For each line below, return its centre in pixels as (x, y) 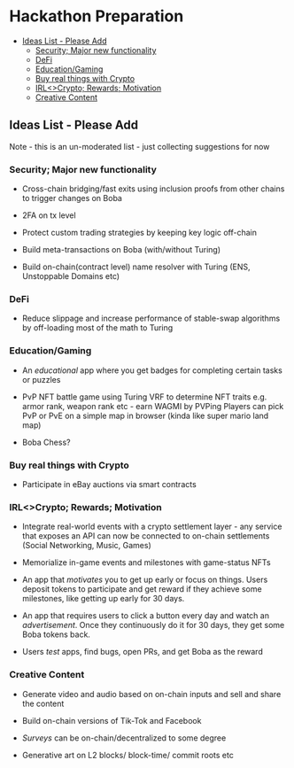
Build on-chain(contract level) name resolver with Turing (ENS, (136, 267)
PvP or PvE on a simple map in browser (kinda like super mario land (145, 415)
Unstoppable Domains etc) (71, 276)
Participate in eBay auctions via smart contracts (109, 484)
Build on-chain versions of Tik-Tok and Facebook (112, 720)
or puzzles (41, 379)
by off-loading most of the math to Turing (97, 328)
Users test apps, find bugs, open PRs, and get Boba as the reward (142, 652)
